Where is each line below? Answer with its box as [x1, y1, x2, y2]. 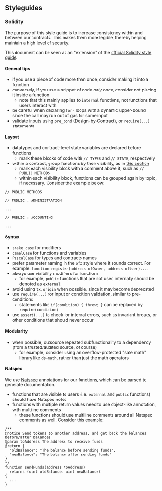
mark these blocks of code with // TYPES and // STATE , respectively [19, 155, 155, 161]
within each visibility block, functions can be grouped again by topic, [19, 175, 157, 181]
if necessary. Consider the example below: [19, 180, 105, 186]
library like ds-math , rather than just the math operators [19, 355, 129, 361]
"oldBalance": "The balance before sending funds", [9, 448, 116, 453]
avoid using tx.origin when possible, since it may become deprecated [12, 286, 154, 292]
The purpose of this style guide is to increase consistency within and [5, 29, 143, 36]
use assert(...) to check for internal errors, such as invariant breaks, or [12, 312, 157, 318]
